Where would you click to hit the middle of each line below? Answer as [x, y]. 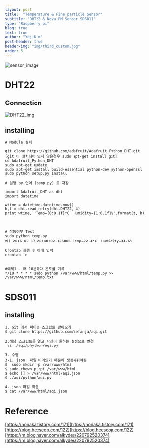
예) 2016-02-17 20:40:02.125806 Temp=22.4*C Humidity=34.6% [69, 241]
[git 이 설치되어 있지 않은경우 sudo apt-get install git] [61, 156]
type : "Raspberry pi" [27, 23]
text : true [16, 33]
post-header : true [24, 42]
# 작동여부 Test [20, 232]
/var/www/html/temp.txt [30, 277]
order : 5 [14, 51]
